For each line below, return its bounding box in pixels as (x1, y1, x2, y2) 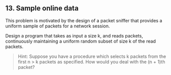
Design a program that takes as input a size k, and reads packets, (5, 32, 143, 39)
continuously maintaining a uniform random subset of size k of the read (5, 38, 156, 44)
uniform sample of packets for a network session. (5, 23, 110, 29)
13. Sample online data (5, 4, 79, 13)
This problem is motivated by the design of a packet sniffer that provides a (5, 17, 162, 23)
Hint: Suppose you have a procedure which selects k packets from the (17, 53, 166, 59)
